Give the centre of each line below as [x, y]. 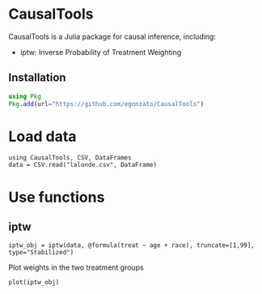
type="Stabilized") [41, 253]
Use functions [57, 197]
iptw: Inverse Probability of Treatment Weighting [101, 52]
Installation [37, 78]
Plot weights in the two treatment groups [76, 267]
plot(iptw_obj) [34, 283]
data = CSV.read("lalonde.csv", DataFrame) [83, 165]
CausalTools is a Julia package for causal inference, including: [112, 36]
